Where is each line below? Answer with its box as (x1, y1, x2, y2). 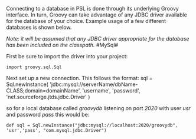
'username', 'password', (82, 87, 141, 94)
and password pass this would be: (6, 111, 90, 118)
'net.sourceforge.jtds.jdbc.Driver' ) (6, 94, 90, 100)
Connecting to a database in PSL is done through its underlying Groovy (6, 5, 179, 12)
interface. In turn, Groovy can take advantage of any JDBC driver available (6, 11, 187, 18)
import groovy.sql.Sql (6, 64, 62, 70)
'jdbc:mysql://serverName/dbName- (50, 81, 138, 88)
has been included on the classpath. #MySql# (6, 41, 119, 48)
